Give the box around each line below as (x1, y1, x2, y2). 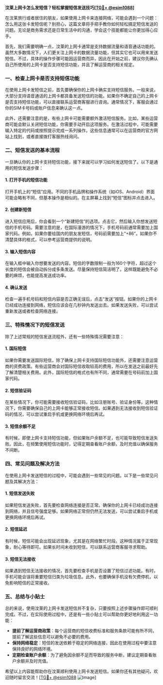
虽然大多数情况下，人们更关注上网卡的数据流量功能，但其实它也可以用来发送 (5, 49, 158, 55)
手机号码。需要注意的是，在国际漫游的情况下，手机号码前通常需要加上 (13, 225, 154, 230)
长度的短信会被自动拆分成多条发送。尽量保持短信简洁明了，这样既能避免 (5, 266, 149, 272)
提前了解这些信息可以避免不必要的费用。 (12, 634, 93, 639)
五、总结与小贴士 (5, 593, 45, 600)
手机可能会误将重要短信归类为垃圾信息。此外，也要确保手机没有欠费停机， (5, 574, 154, 580)
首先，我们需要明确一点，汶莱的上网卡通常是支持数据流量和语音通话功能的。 (5, 44, 158, 49)
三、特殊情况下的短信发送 (5, 322, 65, 328)
